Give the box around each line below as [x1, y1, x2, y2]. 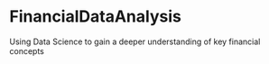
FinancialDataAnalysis [9, 6, 182, 27]
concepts [9, 45, 45, 56]
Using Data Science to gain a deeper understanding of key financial [9, 36, 261, 47]
